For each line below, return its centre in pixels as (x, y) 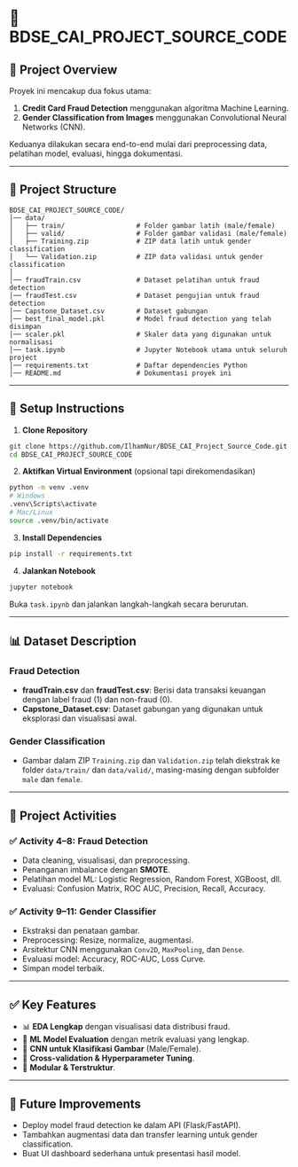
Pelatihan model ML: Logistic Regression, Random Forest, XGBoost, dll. (152, 879)
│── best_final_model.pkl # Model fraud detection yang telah (141, 318)
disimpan (25, 326)
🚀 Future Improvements (75, 1104)
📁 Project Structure (63, 190)
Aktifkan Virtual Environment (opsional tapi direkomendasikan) (138, 471)
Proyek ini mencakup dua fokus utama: (80, 91)
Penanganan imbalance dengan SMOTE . (96, 870)
